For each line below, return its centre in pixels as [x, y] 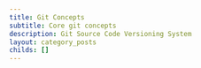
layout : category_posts [53, 42]
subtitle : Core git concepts [63, 26]
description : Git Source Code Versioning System [100, 34]
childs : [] [29, 50]
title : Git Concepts [47, 17]
